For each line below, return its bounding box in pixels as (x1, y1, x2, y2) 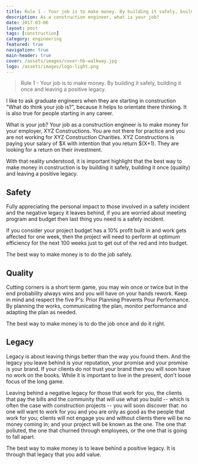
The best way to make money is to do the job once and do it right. (6, 320, 166, 327)
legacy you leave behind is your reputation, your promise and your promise (6, 359, 189, 366)
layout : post (6, 25, 38, 31)
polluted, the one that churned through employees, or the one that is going (6, 427, 187, 434)
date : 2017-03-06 (6, 19, 49, 25)
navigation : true (6, 47, 49, 53)
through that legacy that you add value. (6, 450, 102, 458)
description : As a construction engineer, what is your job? (6, 14, 160, 20)
